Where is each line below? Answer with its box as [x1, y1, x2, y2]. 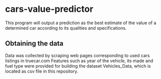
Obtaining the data [5, 39, 64, 48]
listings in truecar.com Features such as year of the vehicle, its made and [5, 58, 154, 64]
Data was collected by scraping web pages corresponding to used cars [5, 52, 150, 58]
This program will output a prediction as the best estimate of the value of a [5, 20, 157, 26]
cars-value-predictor [5, 3, 94, 15]
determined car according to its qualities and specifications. [5, 25, 127, 31]
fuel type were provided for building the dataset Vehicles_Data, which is [5, 63, 151, 69]
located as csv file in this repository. [5, 68, 79, 74]
